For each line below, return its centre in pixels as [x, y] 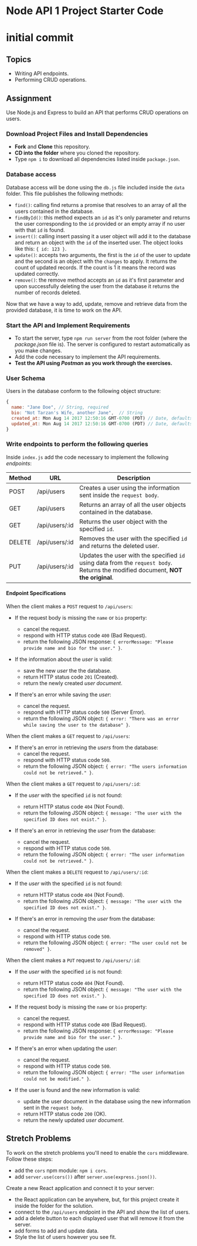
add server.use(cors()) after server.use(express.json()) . [86, 1177]
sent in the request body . [53, 1107]
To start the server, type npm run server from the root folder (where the [101, 338]
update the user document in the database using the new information [107, 1101]
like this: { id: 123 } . [40, 249]
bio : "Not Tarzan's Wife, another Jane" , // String [77, 413]
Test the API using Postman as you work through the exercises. [94, 363]
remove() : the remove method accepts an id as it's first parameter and [99, 280]
